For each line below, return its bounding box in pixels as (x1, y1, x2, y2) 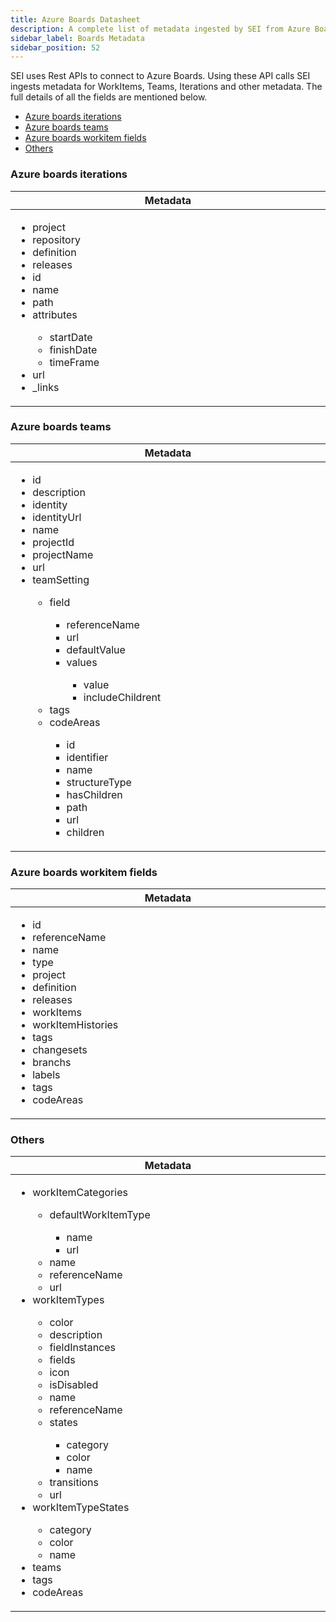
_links (32, 380, 60, 394)
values (66, 655, 98, 669)
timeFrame (49, 355, 100, 369)
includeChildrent (83, 690, 162, 704)
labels (32, 1068, 61, 1082)
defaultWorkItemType (49, 1208, 151, 1222)
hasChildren (66, 787, 123, 801)
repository (32, 232, 81, 246)
